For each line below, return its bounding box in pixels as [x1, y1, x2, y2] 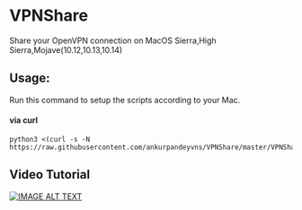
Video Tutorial [9, 167, 91, 182]
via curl [9, 115, 39, 126]
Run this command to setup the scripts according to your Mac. [9, 94, 241, 105]
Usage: [9, 71, 51, 86]
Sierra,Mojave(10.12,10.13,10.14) [9, 44, 123, 55]
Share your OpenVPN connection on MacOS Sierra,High [9, 35, 218, 46]
